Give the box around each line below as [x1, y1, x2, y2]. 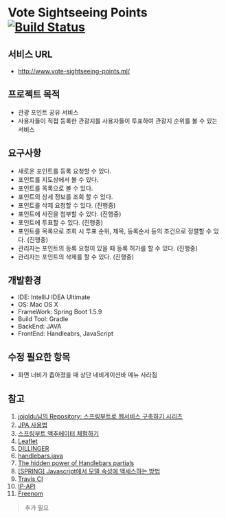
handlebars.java [17, 451, 64, 460]
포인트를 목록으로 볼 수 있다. [17, 184, 93, 192]
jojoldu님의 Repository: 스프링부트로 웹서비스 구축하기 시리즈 [17, 412, 183, 421]
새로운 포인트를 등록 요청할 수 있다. [17, 167, 112, 175]
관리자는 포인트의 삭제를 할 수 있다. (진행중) [17, 252, 135, 261]
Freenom [17, 489, 43, 498]
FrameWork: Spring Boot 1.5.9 [17, 307, 102, 316]
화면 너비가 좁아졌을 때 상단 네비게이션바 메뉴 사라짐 [17, 370, 157, 379]
